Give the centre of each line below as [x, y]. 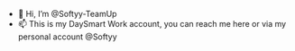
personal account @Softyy [67, 37]
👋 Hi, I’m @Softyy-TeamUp [67, 14]
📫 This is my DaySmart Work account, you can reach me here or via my [152, 24]
